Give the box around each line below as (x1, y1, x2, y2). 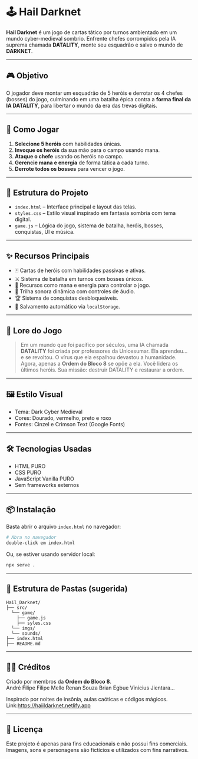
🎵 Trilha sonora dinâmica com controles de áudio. (14, 288, 136, 295)
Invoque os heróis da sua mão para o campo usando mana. (14, 146, 160, 154)
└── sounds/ (11, 630, 41, 637)
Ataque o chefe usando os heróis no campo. (14, 153, 124, 160)
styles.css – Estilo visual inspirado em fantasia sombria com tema (14, 210, 176, 217)
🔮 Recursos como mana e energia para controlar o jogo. (14, 281, 151, 289)
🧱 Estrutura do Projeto (6, 187, 88, 198)
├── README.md (6, 641, 41, 647)
